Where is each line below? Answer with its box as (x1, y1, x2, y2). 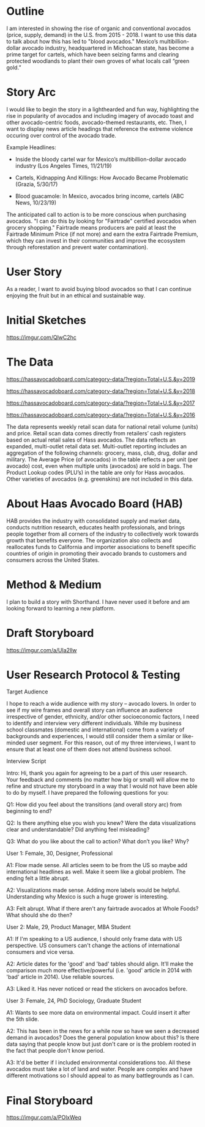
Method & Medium (6, 577, 102, 591)
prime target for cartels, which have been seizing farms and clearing (6, 50, 179, 58)
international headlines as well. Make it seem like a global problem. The (6, 868, 186, 876)
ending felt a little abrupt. (6, 875, 70, 882)
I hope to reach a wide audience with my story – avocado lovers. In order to (6, 700, 196, 708)
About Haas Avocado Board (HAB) (6, 496, 184, 510)
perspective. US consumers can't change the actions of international (6, 942, 180, 950)
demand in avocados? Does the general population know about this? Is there (6, 1034, 199, 1042)
